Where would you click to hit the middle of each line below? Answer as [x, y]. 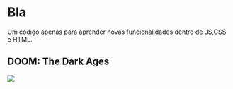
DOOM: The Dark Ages [58, 62]
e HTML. [20, 39]
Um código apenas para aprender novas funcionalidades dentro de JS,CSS [117, 32]
